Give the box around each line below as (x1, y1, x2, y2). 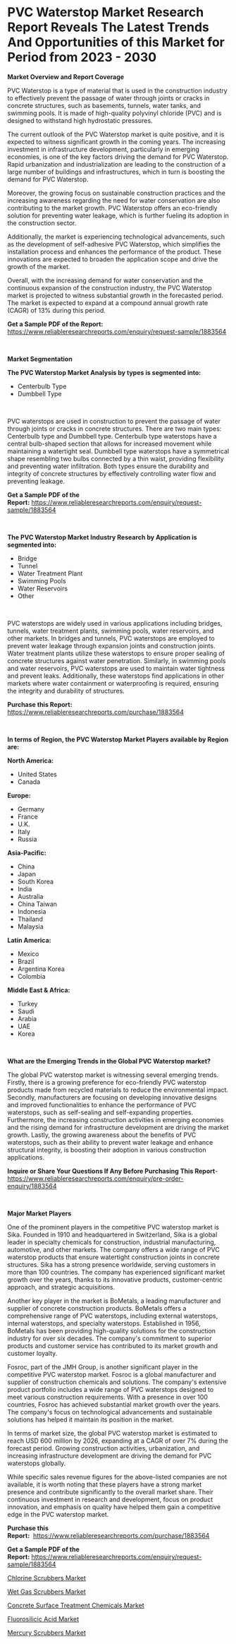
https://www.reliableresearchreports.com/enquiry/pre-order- (7, 1174, 184, 1183)
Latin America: (7, 936, 51, 944)
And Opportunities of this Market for (7, 35, 225, 50)
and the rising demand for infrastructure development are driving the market (7, 1123, 229, 1131)
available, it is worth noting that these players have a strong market (7, 1480, 202, 1489)
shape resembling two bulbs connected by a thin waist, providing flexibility (7, 454, 224, 463)
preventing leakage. (7, 477, 66, 485)
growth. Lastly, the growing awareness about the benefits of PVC (7, 1131, 197, 1139)
